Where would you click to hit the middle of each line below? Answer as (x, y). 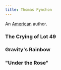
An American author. (26, 24)
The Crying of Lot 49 (30, 36)
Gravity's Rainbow (28, 50)
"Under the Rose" (27, 63)
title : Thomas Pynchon (29, 10)
